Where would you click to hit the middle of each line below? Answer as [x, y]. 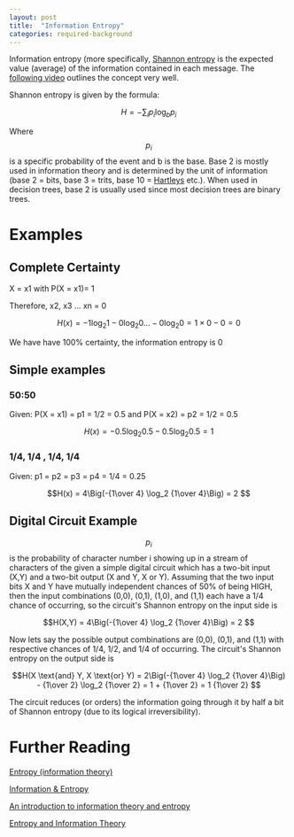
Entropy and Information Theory [68, 824]
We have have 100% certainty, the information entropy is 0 [116, 342]
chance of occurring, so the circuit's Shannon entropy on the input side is [143, 605]
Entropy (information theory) [61, 772]
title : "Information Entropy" [67, 26]
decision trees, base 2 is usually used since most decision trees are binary [145, 189]
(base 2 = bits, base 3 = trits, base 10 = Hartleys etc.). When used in [134, 180]
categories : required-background [71, 34]
